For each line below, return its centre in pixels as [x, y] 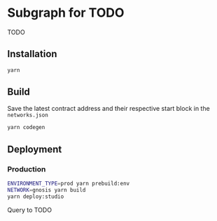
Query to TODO [30, 210]
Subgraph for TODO [66, 13]
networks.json [28, 115]
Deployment [35, 149]
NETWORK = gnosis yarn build [47, 190]
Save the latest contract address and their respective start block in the [108, 109]
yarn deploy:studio [36, 197]
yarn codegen [26, 128]
